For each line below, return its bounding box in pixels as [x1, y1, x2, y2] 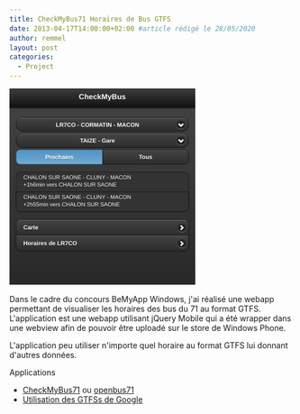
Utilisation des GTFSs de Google [22, 394, 143, 405]
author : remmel [9, 33, 67, 42]
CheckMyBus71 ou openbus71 [22, 384, 135, 395]
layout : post [9, 43, 59, 52]
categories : [9, 52, 54, 62]
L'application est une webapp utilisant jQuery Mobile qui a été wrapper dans [9, 313, 292, 324]
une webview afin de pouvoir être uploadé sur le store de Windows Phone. [9, 323, 286, 333]
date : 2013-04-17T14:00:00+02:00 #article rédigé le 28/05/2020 [9, 23, 256, 33]
